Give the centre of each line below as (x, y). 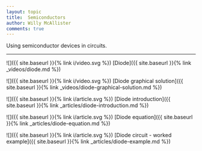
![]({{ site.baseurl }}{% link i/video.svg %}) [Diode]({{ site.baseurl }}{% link (99, 63)
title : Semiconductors (36, 17)
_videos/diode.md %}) (34, 69)
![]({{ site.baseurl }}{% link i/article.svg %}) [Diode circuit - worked (89, 135)
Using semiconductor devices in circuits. (57, 46)
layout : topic (24, 12)
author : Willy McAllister (38, 23)
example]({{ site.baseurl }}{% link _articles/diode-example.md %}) (89, 141)
